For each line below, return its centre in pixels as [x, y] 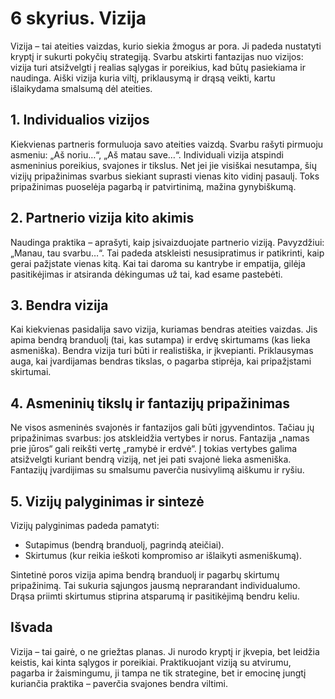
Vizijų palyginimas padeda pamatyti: [85, 525]
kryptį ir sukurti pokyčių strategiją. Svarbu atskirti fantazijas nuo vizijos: [157, 56]
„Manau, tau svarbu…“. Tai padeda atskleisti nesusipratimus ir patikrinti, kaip [167, 253]
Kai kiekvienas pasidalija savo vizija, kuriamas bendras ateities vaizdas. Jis [164, 329]
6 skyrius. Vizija [78, 18]
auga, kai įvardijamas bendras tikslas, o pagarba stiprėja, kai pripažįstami [161, 361]
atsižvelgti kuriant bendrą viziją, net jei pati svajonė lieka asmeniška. [151, 459]
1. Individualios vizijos [80, 120]
